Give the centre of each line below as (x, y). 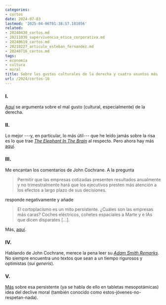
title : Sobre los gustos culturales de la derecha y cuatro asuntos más (82, 74)
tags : (11, 56)
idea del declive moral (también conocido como (54, 292)
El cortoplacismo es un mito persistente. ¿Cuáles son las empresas (85, 209)
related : (14, 28)
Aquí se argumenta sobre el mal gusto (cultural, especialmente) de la (75, 107)
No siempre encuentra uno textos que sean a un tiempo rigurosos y (74, 258)
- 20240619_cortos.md (27, 42)
